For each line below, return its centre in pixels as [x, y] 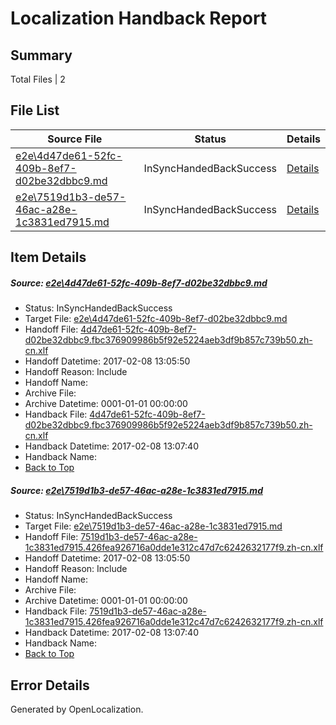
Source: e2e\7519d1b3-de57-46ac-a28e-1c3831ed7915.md [136, 490]
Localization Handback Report [139, 18]
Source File [75, 139]
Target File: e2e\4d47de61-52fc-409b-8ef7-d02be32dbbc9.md [156, 319]
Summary [41, 55]
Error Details [50, 685]
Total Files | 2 [38, 79]
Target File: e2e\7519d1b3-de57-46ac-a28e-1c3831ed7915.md [153, 526]
